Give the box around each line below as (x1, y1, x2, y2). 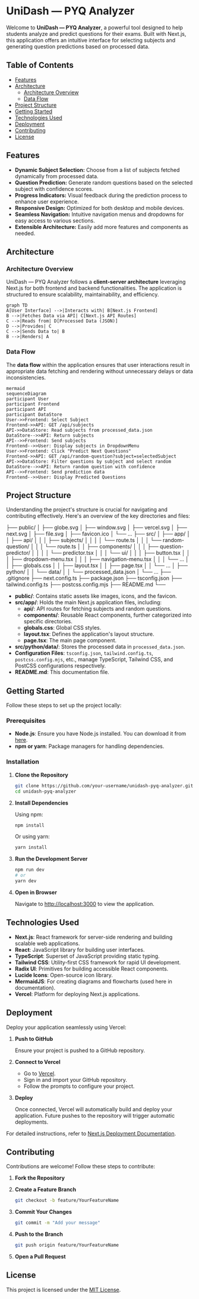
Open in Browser (14, 889, 58, 896)
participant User (6, 395, 49, 402)
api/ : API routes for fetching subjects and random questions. (23, 605, 172, 613)
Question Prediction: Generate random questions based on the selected (14, 179, 193, 186)
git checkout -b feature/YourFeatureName (14, 1198, 119, 1204)
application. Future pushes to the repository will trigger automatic (14, 1112, 175, 1119)
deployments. (14, 1118, 49, 1125)
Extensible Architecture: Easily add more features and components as (14, 223, 189, 230)
